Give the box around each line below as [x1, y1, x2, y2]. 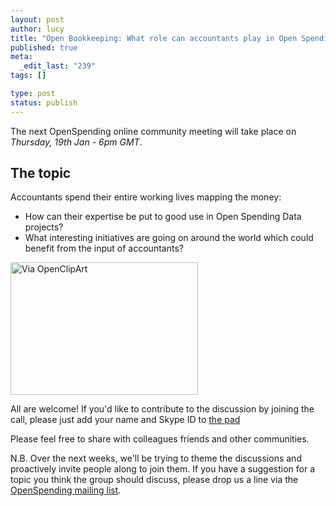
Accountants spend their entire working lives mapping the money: [10, 191, 282, 203]
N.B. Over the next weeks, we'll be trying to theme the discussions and [10, 452, 302, 465]
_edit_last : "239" [19, 61, 97, 71]
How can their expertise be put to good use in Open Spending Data [24, 211, 302, 223]
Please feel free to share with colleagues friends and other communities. [10, 433, 310, 445]
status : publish [10, 97, 78, 108]
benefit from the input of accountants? [24, 242, 184, 255]
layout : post [10, 14, 65, 25]
